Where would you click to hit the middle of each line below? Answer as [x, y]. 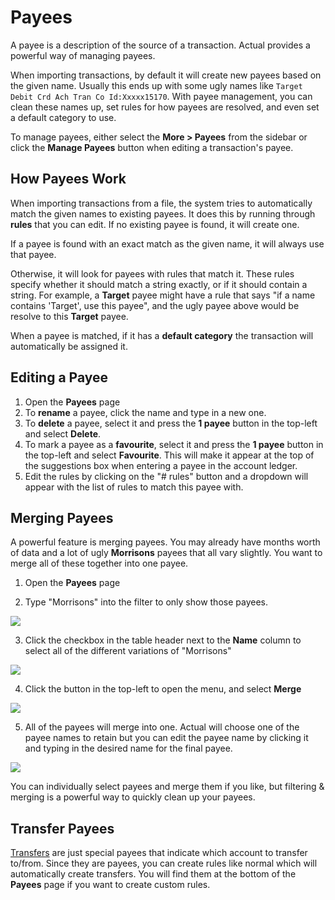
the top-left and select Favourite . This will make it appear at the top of [169, 455]
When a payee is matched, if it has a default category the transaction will [162, 335]
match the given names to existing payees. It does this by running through [163, 213]
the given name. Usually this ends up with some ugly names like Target [156, 85]
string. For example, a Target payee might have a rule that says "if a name [163, 295]
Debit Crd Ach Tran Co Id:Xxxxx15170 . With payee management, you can [161, 96]
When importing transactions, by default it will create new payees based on [166, 75]
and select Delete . [63, 433]
